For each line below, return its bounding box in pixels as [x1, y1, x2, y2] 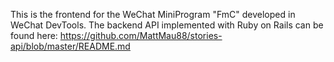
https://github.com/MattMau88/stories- [59, 30, 223, 41]
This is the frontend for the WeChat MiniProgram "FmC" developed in [10, 9, 296, 20]
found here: [10, 30, 58, 41]
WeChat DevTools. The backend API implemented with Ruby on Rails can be [10, 19, 324, 31]
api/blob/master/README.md [10, 40, 131, 52]
